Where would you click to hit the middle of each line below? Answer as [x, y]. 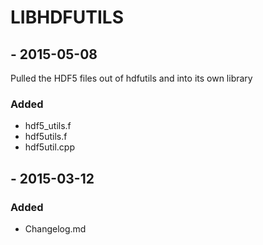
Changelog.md [55, 228]
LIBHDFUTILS [67, 17]
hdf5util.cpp [49, 147]
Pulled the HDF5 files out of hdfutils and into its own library [131, 78]
